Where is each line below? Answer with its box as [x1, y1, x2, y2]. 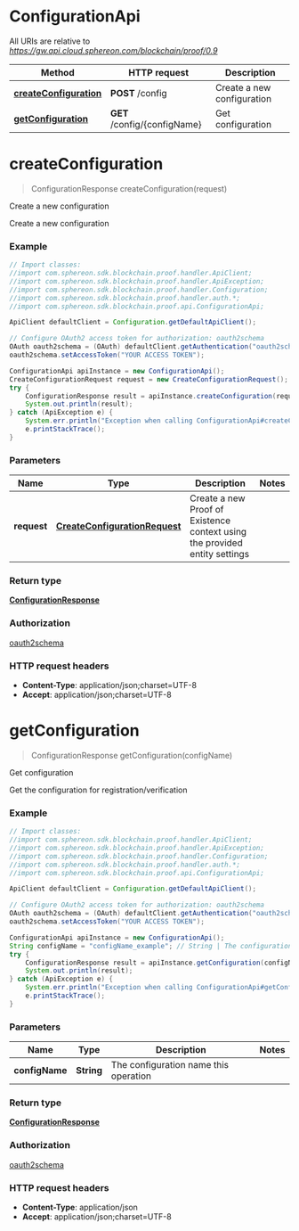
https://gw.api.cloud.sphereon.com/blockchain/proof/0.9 [9, 45, 218, 55]
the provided [190, 537, 243, 549]
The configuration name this [110, 1059, 230, 1071]
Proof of [190, 504, 224, 516]
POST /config [109, 86, 167, 99]
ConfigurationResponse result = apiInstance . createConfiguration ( [25, 391, 277, 400]
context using [190, 526, 247, 538]
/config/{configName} [109, 118, 202, 130]
